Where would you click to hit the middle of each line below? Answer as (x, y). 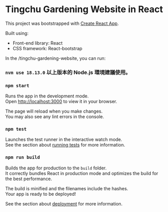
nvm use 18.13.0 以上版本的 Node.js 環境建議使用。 (68, 72)
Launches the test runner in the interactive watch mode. (64, 139)
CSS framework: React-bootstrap (47, 48)
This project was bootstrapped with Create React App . (62, 23)
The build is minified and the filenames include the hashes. (67, 188)
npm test (16, 129)
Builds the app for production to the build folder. (56, 168)
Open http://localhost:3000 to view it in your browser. (61, 101)
